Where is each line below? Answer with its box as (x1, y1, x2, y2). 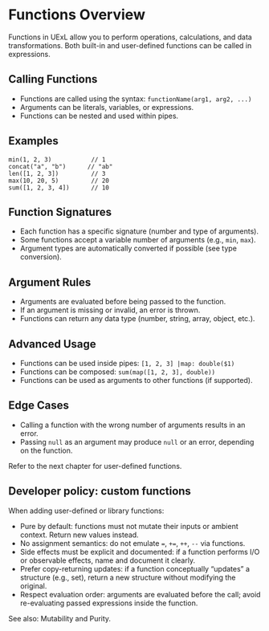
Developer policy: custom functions (8, 484, 191, 499)
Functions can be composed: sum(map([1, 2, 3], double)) (19, 367, 215, 377)
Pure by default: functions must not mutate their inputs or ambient (19, 521, 238, 531)
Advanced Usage (8, 337, 96, 351)
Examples (8, 134, 59, 148)
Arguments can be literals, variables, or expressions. (19, 102, 194, 112)
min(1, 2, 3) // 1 (8, 155, 106, 164)
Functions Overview (8, 6, 146, 24)
